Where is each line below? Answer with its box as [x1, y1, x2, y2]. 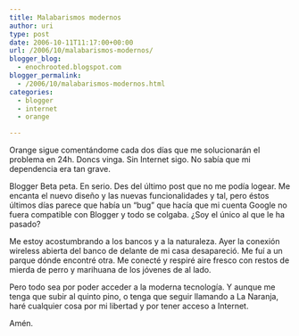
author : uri [9, 21, 54, 30]
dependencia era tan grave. [9, 164, 112, 175]
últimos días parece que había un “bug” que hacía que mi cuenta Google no [9, 200, 287, 210]
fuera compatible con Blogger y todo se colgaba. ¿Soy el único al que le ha [9, 209, 286, 220]
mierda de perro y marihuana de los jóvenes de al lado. [9, 265, 212, 275]
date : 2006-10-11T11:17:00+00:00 [9, 37, 134, 47]
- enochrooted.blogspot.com [17, 63, 122, 72]
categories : [9, 87, 54, 96]
